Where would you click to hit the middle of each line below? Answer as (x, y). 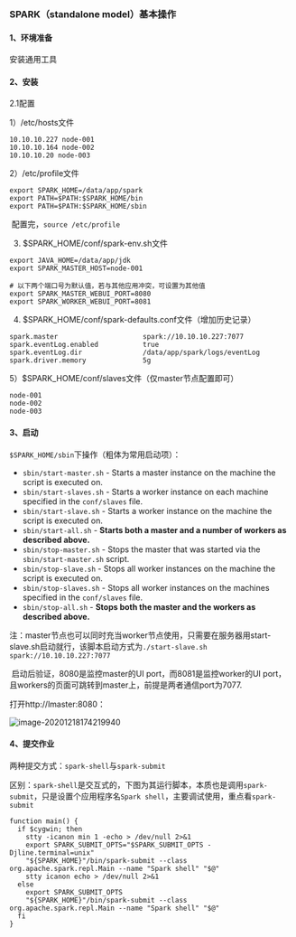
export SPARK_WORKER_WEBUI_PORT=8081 (80, 302)
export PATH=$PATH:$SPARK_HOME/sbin (78, 206)
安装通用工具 (33, 60)
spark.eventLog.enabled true (84, 345)
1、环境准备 (31, 37)
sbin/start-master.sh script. (76, 558)
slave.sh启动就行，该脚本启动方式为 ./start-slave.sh (108, 646)
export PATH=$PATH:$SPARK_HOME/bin (76, 199)
